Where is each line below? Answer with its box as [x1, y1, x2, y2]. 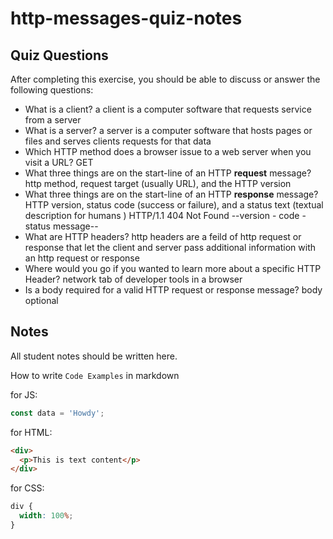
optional [24, 295, 59, 306]
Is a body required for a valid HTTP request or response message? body [24, 284, 323, 296]
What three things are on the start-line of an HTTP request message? [24, 167, 312, 179]
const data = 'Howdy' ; [10, 408, 105, 418]
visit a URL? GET [24, 157, 94, 168]
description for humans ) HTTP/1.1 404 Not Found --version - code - [24, 210, 307, 221]
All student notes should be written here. [10, 350, 178, 362]
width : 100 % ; [19, 511, 74, 521]
